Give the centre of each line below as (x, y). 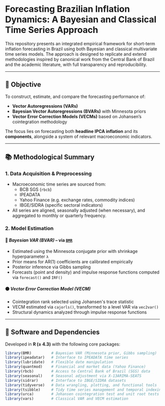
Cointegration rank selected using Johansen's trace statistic (73, 302)
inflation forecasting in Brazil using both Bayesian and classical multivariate (81, 49)
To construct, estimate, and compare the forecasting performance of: (75, 96)
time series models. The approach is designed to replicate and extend (76, 54)
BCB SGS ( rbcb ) (36, 189)
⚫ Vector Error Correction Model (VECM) (48, 289)
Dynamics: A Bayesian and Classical (81, 19)
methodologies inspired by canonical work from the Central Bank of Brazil (80, 59)
